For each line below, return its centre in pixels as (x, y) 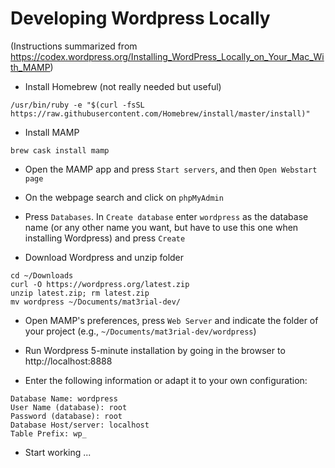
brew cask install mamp (60, 150)
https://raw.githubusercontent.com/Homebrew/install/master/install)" (160, 113)
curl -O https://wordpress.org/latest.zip (100, 284)
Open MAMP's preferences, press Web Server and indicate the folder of (171, 320)
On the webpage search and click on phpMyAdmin (124, 197)
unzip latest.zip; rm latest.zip (80, 293)
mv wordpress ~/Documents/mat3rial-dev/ (96, 302)
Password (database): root (66, 416)
